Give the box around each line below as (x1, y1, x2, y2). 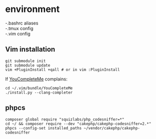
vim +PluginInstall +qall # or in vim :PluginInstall (5, 67, 120, 72)
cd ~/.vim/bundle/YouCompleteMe (5, 85, 73, 90)
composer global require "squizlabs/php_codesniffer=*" (5, 116, 124, 122)
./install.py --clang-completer (5, 90, 73, 95)
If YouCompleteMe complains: (5, 76, 68, 82)
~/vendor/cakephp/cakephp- (83, 125, 140, 130)
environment (5, 3, 60, 15)
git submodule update (5, 62, 51, 68)
